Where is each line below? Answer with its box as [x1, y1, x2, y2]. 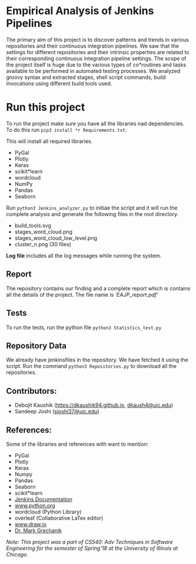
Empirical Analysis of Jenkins [6, 4, 154, 18]
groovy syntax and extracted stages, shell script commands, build [6, 74, 166, 81]
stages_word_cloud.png [14, 228, 72, 235]
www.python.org [14, 502, 56, 509]
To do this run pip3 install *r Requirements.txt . [6, 126, 127, 133]
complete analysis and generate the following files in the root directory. [6, 210, 179, 217]
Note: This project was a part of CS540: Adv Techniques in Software [6, 538, 173, 545]
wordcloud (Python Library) [14, 508, 82, 515]
